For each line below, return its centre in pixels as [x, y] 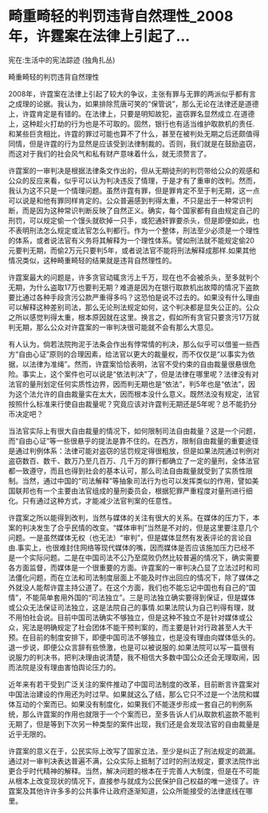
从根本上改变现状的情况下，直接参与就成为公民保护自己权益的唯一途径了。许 [134, 781]
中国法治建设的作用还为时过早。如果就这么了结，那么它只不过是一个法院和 [130, 694]
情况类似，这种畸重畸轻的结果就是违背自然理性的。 [92, 260]
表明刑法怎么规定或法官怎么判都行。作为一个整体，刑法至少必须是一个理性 [137, 230]
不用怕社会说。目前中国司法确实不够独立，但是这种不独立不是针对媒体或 [127, 617]
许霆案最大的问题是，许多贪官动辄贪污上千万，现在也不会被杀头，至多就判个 [134, 277]
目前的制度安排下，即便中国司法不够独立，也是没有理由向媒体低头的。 [144, 637]
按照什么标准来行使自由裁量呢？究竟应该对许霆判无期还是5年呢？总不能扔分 [133, 404]
